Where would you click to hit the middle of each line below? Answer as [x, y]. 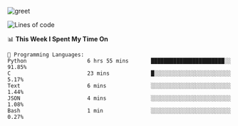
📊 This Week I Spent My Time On [58, 39]
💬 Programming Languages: [46, 55]
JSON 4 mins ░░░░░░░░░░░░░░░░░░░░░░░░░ [119, 98]
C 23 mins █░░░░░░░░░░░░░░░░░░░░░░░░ [119, 73]
